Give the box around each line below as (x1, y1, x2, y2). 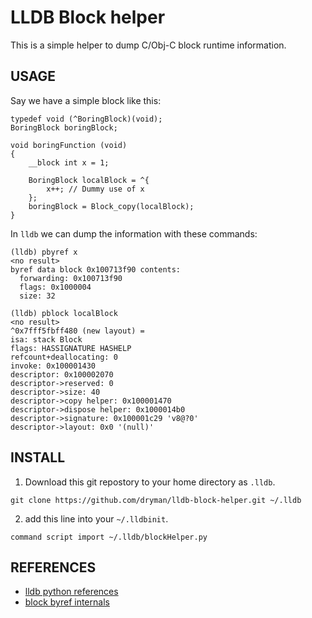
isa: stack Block (10, 334, 83, 345)
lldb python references (24, 586, 119, 598)
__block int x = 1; (28, 157, 110, 168)
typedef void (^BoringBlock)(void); (10, 114, 163, 124)
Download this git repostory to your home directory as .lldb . (24, 476, 276, 488)
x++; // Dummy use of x (46, 184, 145, 194)
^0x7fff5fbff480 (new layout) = (10, 326, 145, 336)
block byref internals (24, 596, 110, 608)
